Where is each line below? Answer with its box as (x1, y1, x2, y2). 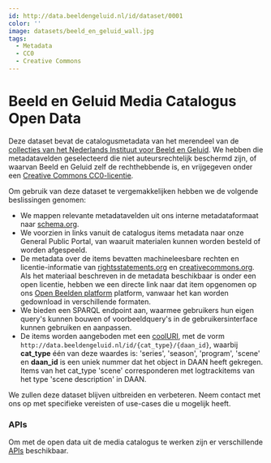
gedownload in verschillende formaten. (19, 297, 152, 307)
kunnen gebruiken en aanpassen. (19, 322, 132, 332)
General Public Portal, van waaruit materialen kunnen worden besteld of (19, 236, 261, 246)
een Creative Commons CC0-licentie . (8, 170, 134, 180)
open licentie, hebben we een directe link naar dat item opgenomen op (19, 279, 257, 289)
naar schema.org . (19, 219, 80, 229)
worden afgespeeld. (19, 245, 88, 255)
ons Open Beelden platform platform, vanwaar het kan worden (19, 288, 229, 298)
